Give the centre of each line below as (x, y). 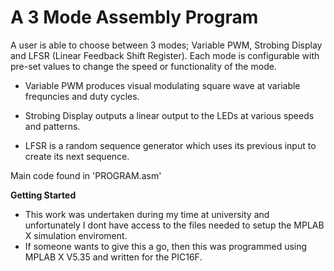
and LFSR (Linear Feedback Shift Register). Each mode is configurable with (165, 55)
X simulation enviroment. (76, 235)
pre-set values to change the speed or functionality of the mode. (143, 66)
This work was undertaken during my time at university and (147, 214)
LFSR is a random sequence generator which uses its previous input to (170, 145)
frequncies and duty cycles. (82, 96)
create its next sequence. (77, 156)
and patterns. (52, 126)
